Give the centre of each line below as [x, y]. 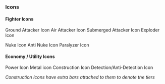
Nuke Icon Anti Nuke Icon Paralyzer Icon [47, 45]
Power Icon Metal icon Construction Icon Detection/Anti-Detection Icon [79, 67]
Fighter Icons [19, 19]
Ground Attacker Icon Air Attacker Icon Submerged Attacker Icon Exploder [82, 30]
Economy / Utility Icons [30, 56]
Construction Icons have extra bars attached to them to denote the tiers [80, 77]
